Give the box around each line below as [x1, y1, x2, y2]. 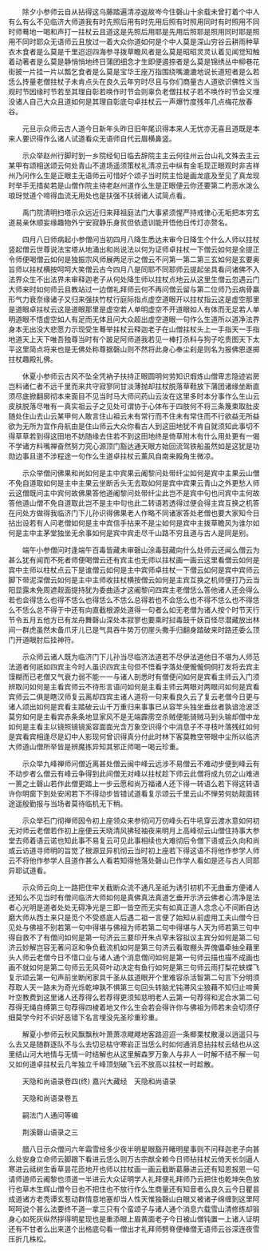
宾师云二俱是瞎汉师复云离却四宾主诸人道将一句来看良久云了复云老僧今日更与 [8, 692, 260, 701]
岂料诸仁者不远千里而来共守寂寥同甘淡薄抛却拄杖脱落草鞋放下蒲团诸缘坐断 [8, 382, 253, 391]
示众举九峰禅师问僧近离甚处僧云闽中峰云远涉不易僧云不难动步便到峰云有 [22, 759, 260, 768]
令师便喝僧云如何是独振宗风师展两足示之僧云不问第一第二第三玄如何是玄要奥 [8, 255, 260, 264]
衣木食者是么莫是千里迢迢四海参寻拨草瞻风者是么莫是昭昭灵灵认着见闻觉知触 [8, 47, 260, 56]
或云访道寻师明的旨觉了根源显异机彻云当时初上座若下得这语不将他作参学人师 [8, 846, 260, 855]
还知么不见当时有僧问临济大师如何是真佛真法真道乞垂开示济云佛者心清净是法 [8, 893, 260, 902]
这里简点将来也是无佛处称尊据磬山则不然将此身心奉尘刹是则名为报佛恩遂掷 [14, 344, 260, 354]
